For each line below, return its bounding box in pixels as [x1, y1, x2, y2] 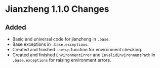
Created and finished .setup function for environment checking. [12, 47, 142, 52]
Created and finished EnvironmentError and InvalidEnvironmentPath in [12, 52, 156, 58]
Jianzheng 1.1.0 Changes [5, 3, 110, 15]
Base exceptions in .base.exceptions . [12, 41, 89, 47]
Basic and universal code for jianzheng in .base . [12, 36, 110, 42]
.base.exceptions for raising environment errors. [12, 57, 111, 63]
